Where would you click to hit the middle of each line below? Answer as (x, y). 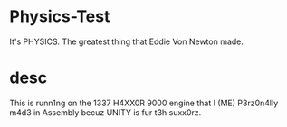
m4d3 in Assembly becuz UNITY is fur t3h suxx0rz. (105, 112)
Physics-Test (60, 17)
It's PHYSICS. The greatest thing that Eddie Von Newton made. (127, 41)
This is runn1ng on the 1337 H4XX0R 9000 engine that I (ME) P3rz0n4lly (144, 103)
